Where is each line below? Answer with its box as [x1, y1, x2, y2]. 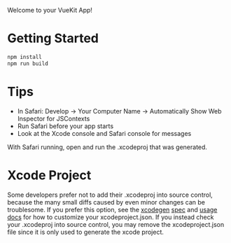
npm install [7, 53, 42, 60]
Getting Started [7, 31, 99, 46]
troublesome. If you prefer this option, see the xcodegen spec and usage [7, 205, 218, 214]
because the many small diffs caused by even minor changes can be [7, 197, 205, 206]
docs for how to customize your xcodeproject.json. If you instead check [7, 213, 214, 221]
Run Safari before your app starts [17, 122, 114, 130]
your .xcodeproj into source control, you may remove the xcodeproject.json [7, 220, 225, 228]
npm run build [7, 60, 49, 67]
